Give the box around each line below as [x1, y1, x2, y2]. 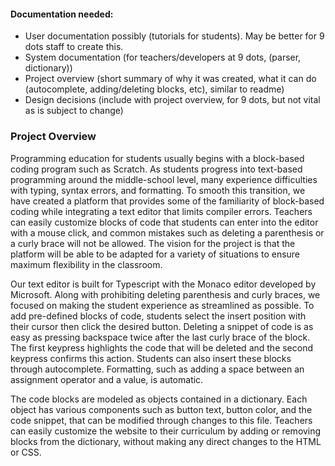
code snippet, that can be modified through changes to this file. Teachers [10, 414, 313, 426]
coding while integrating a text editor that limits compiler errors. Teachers [10, 205, 313, 217]
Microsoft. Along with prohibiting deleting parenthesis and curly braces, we [10, 288, 321, 300]
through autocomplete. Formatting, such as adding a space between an [10, 363, 305, 375]
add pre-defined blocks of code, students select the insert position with [10, 310, 307, 322]
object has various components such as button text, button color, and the [10, 403, 313, 415]
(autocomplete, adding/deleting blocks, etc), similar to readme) [24, 83, 285, 95]
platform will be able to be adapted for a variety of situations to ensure [10, 248, 301, 260]
